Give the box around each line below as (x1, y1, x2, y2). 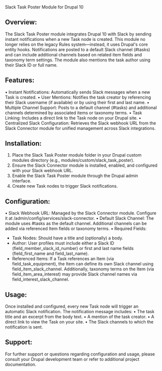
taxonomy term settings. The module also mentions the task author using (5, 57, 151, 63)
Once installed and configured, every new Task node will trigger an (5, 303, 139, 309)
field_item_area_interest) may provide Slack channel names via (12, 271, 137, 277)
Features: (5, 76, 35, 85)
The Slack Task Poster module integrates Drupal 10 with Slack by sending (5, 31, 151, 37)
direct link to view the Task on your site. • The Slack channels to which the (5, 319, 154, 325)
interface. (12, 178, 31, 184)
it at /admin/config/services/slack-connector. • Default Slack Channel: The (5, 215, 154, 221)
